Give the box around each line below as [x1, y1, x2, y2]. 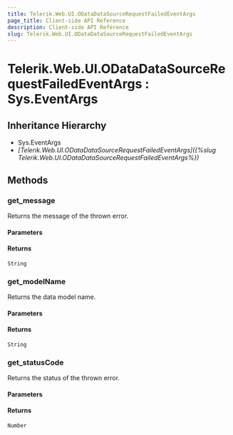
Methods [7, 174, 48, 186]
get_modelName [7, 276, 66, 286]
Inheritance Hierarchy [7, 119, 107, 132]
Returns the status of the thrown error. [7, 374, 120, 382]
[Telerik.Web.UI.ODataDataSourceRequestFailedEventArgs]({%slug [17, 146, 216, 154]
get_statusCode [7, 357, 64, 367]
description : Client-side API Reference [7, 23, 130, 31]
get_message [7, 195, 56, 205]
